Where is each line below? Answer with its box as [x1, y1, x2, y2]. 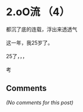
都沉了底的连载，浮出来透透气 [6, 26, 77, 33]
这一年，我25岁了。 [6, 39, 53, 46]
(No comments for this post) [6, 99, 74, 106]
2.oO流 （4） [6, 5, 70, 19]
